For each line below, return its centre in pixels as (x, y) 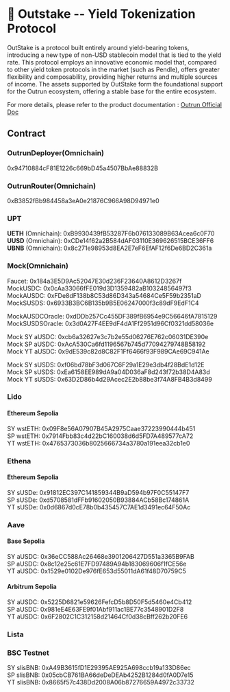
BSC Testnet (28, 653)
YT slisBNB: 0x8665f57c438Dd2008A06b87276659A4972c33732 (101, 682)
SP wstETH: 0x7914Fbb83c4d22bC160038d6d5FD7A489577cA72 (100, 436)
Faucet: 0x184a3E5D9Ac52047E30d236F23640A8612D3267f (94, 281)
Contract (26, 134)
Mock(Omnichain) (38, 266)
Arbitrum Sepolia (32, 587)
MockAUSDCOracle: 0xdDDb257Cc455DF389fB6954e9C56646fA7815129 (112, 316)
